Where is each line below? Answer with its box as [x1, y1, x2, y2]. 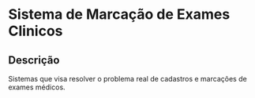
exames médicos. [8, 82, 66, 92]
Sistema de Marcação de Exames [8, 5, 231, 24]
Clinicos [8, 22, 63, 40]
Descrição [8, 53, 60, 67]
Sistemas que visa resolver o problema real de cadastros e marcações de [8, 74, 247, 83]
